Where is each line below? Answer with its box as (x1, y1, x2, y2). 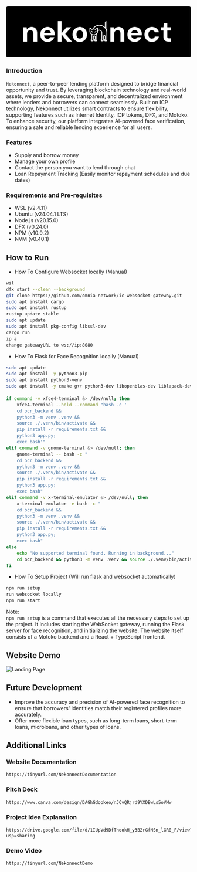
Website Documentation (6, 758, 77, 766)
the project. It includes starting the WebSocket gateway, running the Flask (6, 621, 185, 628)
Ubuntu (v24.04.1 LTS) (14, 211, 69, 218)
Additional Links (6, 740, 67, 751)
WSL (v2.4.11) (14, 205, 47, 212)
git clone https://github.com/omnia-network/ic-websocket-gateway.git (6, 293, 182, 298)
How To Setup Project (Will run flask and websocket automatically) (14, 573, 176, 581)
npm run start (6, 598, 41, 604)
